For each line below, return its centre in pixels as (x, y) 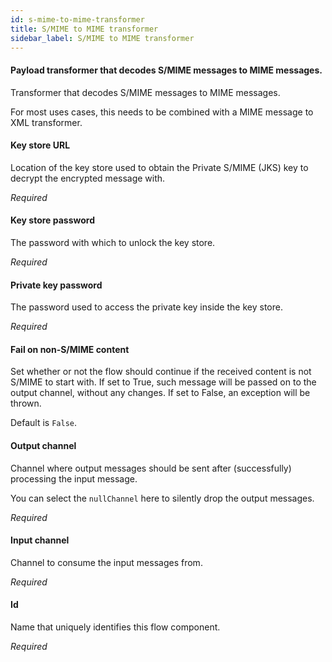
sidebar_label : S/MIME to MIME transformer (102, 38)
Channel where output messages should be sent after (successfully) (151, 468)
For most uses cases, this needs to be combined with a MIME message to (162, 112)
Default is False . (44, 423)
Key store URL (40, 145)
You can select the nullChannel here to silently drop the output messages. (162, 498)
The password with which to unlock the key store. (113, 242)
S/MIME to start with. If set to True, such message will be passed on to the (163, 382)
